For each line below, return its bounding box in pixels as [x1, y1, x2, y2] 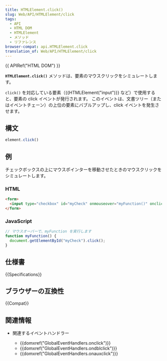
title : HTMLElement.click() [5, 7, 64, 12]
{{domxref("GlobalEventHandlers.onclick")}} [19, 340, 111, 346]
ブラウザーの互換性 [5, 287, 64, 295]
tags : [5, 16, 16, 21]
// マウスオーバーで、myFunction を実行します [5, 229, 92, 234]
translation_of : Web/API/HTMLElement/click [5, 49, 97, 54]
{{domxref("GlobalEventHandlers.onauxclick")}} [19, 351, 118, 357]
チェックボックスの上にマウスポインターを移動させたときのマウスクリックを [5, 167, 162, 172]
